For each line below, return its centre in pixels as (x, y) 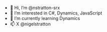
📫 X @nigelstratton (30, 24)
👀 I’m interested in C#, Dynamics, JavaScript (56, 13)
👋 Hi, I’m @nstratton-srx (35, 8)
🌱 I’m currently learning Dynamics (45, 18)
